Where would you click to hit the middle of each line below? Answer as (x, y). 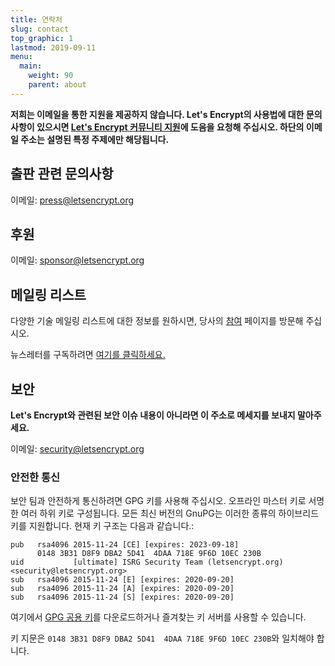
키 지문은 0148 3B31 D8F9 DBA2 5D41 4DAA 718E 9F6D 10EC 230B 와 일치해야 (162, 638)
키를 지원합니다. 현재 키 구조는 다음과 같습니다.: (102, 526)
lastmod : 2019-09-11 (53, 47)
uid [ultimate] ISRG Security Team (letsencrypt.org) (147, 562)
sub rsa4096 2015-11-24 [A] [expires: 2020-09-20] (122, 589)
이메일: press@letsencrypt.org (72, 200)
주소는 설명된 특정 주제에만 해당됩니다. (95, 139)
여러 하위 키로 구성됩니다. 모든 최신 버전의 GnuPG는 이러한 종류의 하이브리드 (170, 513)
